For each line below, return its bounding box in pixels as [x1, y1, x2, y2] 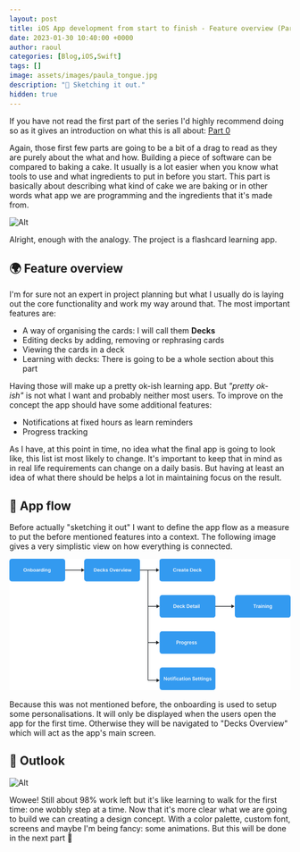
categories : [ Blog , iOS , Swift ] [9, 52, 122, 62]
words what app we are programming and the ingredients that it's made [9, 190, 273, 200]
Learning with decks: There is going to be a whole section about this [21, 354, 274, 365]
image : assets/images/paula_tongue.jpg [9, 72, 158, 80]
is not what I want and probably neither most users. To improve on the [25, 390, 284, 401]
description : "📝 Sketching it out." [9, 80, 146, 89]
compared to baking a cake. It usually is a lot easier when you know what [9, 161, 279, 172]
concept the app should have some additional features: [9, 400, 212, 410]
